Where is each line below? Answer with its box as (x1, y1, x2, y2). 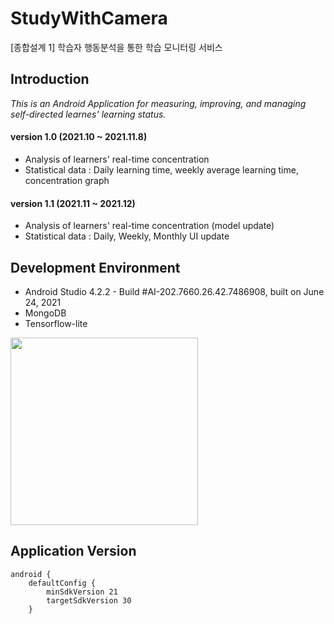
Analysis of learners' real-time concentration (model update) (24, 220, 275, 232)
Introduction (10, 71, 90, 88)
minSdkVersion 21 (46, 587, 118, 597)
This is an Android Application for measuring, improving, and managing (10, 97, 307, 109)
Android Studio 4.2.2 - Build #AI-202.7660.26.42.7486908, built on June (24, 285, 325, 297)
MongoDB (24, 307, 67, 319)
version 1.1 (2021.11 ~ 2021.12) (10, 197, 136, 209)
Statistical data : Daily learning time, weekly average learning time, (24, 163, 299, 176)
